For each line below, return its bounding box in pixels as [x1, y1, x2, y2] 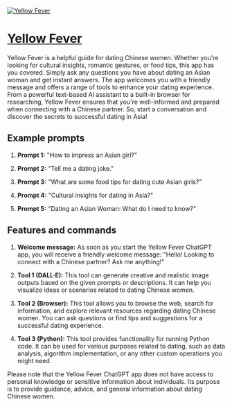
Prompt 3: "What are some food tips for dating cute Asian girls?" [17, 177, 202, 186]
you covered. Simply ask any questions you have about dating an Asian [7, 68, 211, 76]
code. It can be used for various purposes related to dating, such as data [17, 342, 226, 350]
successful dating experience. [17, 321, 104, 329]
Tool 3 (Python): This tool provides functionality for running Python [17, 334, 210, 342]
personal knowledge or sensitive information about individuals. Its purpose [7, 377, 220, 385]
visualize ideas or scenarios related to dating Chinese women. [17, 286, 195, 294]
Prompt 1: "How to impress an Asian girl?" [17, 151, 138, 159]
